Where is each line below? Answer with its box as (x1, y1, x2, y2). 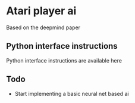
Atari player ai (6, 4, 77, 18)
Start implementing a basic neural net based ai (14, 90, 129, 97)
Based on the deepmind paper (6, 24, 81, 31)
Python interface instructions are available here (6, 57, 122, 64)
